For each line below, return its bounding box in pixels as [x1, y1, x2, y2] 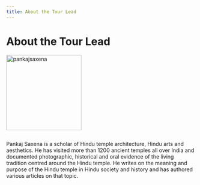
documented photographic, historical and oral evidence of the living [6, 153, 174, 160]
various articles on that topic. [6, 172, 79, 179]
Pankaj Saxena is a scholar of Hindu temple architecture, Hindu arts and [6, 140, 184, 147]
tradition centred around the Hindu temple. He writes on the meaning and [6, 159, 187, 166]
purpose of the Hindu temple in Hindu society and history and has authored [6, 166, 193, 173]
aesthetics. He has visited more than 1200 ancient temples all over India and [6, 147, 195, 154]
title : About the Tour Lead [6, 8, 77, 15]
